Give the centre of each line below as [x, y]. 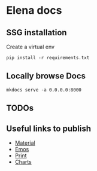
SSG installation [37, 33]
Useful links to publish [49, 128]
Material [25, 143]
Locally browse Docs [46, 76]
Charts [23, 162]
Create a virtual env [31, 47]
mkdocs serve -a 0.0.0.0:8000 [44, 90]
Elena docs [34, 10]
